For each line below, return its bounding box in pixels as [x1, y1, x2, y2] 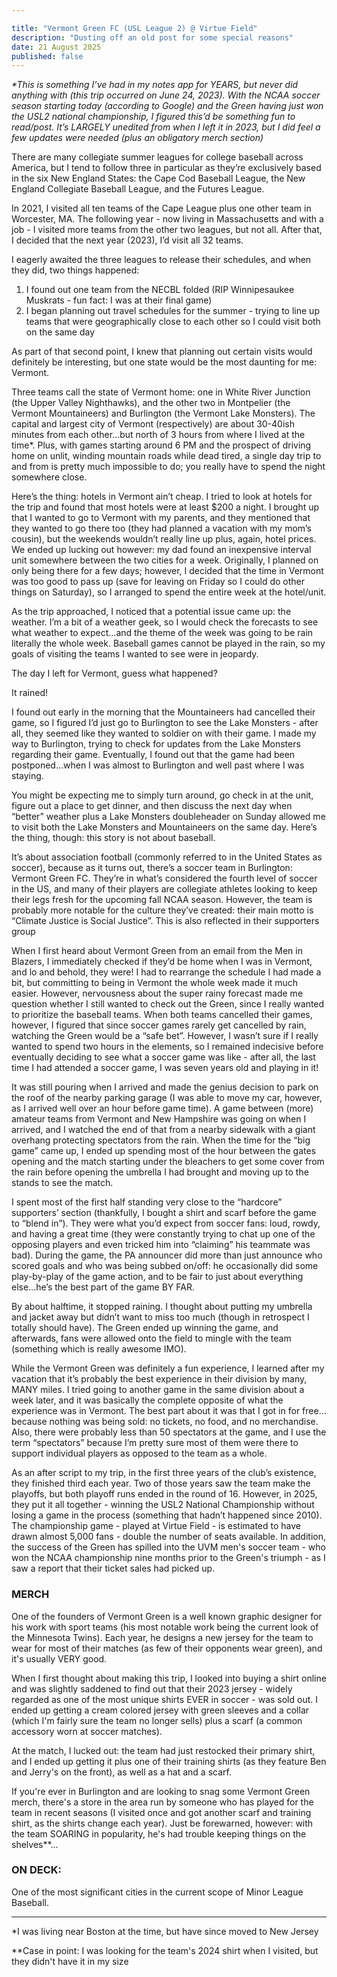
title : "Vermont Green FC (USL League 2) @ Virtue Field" [11, 23, 258, 33]
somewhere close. [11, 471, 88, 483]
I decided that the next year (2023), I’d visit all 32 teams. [11, 234, 244, 246]
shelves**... [11, 1838, 59, 1850]
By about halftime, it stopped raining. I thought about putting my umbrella [11, 1301, 313, 1313]
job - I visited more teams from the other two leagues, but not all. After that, [11, 224, 323, 236]
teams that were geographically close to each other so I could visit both [25, 316, 321, 328]
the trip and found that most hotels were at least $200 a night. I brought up [11, 501, 320, 513]
